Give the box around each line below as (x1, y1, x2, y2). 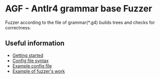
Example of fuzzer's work (12, 68, 66, 74)
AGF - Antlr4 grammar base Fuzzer (5, 3, 153, 14)
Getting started (12, 52, 44, 58)
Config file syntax (12, 58, 49, 64)
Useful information (5, 39, 65, 48)
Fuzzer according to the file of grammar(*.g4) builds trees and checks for (5, 19, 155, 25)
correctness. (5, 24, 31, 30)
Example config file (12, 63, 52, 69)
